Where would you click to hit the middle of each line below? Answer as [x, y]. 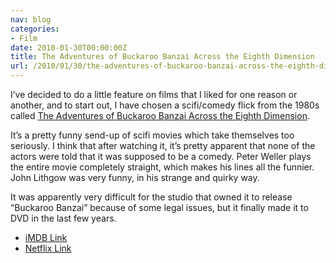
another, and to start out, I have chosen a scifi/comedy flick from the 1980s [165, 105]
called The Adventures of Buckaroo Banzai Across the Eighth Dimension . [160, 115]
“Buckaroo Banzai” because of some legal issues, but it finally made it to [159, 207]
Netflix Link [48, 248]
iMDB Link [46, 237]
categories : [35, 29]
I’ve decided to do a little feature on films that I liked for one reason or [154, 94]
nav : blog [31, 19]
